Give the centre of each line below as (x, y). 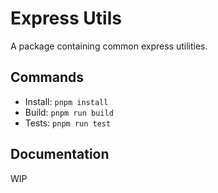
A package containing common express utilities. (109, 46)
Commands (47, 77)
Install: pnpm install (66, 101)
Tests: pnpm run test (68, 123)
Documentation (60, 154)
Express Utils (66, 18)
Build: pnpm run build (69, 112)
